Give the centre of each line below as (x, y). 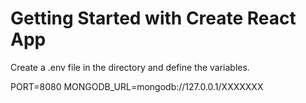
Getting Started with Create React (153, 18)
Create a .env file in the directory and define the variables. (130, 67)
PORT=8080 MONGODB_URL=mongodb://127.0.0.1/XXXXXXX (137, 86)
